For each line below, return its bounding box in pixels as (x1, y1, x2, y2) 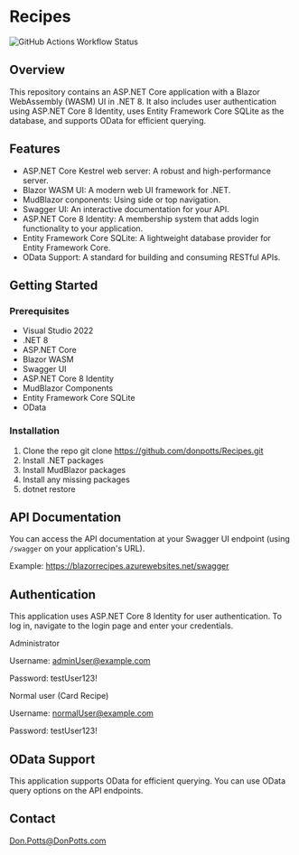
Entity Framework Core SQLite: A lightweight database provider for (22, 232, 271, 243)
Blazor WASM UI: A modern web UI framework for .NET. (22, 184, 231, 195)
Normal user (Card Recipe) (9, 691, 109, 702)
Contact (9, 811, 56, 827)
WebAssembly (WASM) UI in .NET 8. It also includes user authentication (9, 96, 277, 107)
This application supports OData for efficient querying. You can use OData (9, 775, 286, 786)
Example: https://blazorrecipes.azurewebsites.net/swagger (9, 561, 229, 572)
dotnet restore (22, 483, 76, 494)
